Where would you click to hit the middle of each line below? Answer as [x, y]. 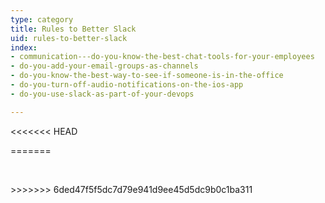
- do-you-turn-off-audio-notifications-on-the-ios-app [127, 85]
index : [24, 47]
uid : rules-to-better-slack [69, 38]
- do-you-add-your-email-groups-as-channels [104, 66]
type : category [42, 19]
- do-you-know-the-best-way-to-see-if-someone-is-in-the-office [147, 76]
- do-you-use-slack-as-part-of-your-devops [102, 94]
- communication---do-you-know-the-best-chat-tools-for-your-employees [162, 57]
